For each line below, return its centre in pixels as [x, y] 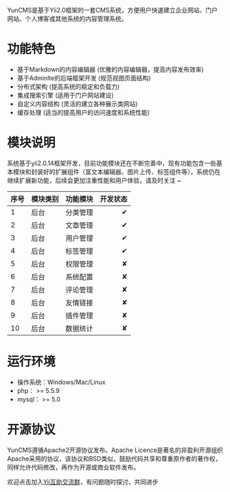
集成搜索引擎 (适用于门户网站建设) [65, 95]
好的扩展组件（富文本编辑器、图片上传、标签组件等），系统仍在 [132, 171]
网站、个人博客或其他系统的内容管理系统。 [67, 19]
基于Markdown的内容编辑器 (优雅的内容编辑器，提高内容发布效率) [110, 69]
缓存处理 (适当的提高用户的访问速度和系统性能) [83, 112]
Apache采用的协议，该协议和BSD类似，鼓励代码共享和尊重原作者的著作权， [114, 458]
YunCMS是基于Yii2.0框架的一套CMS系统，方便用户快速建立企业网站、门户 [113, 10]
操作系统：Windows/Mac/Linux [61, 382]
